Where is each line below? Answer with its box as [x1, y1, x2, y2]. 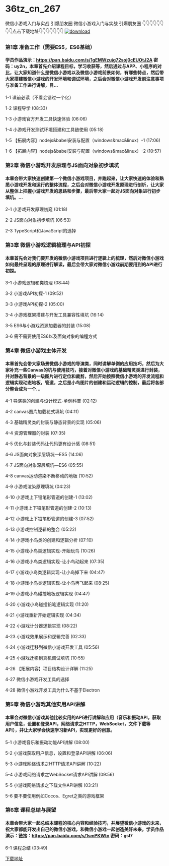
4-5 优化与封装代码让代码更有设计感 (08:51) [5, 441, 96, 447]
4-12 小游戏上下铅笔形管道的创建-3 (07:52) [5, 516, 94, 522]
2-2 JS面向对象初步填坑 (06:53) [5, 217, 71, 223]
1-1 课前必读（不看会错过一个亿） [5, 94, 74, 101]
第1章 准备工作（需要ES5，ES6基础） [5, 43, 96, 50]
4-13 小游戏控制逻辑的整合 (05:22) [5, 526, 77, 532]
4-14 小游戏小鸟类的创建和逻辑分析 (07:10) [5, 537, 93, 543]
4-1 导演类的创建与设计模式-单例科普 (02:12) [5, 398, 97, 404]
